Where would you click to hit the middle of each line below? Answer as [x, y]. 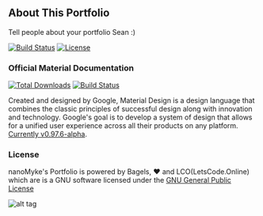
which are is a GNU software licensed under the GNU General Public [120, 180]
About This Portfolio [59, 13]
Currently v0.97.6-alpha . [48, 135]
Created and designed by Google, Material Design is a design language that [131, 100]
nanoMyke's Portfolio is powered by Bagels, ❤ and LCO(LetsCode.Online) [129, 172]
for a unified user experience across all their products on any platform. [124, 126]
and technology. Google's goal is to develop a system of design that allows [130, 117]
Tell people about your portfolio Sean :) [72, 32]
